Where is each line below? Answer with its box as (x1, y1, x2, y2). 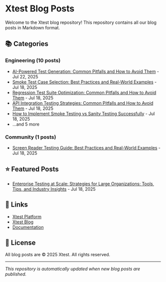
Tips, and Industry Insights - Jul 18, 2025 (12, 186, 96, 192)
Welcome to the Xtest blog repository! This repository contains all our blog (5, 19, 157, 25)
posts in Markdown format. (5, 24, 60, 30)
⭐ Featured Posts (5, 165, 59, 174)
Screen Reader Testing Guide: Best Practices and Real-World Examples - (12, 144, 161, 150)
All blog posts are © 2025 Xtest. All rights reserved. (5, 252, 110, 258)
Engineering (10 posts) (5, 57, 61, 64)
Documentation (12, 224, 44, 230)
